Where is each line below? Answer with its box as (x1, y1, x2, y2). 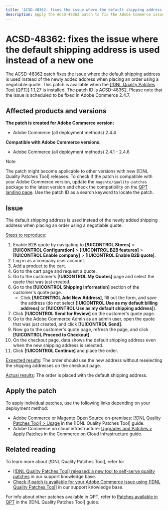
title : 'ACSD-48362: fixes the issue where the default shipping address (5, 7, 163, 12)
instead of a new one (5, 54, 94, 66)
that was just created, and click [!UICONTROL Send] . (12, 321, 123, 327)
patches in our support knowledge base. (12, 473, 96, 479)
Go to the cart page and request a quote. (12, 268, 97, 274)
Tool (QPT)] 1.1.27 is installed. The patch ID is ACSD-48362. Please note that (5, 87, 163, 93)
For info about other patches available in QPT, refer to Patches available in (5, 494, 158, 500)
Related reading (5, 445, 56, 454)
